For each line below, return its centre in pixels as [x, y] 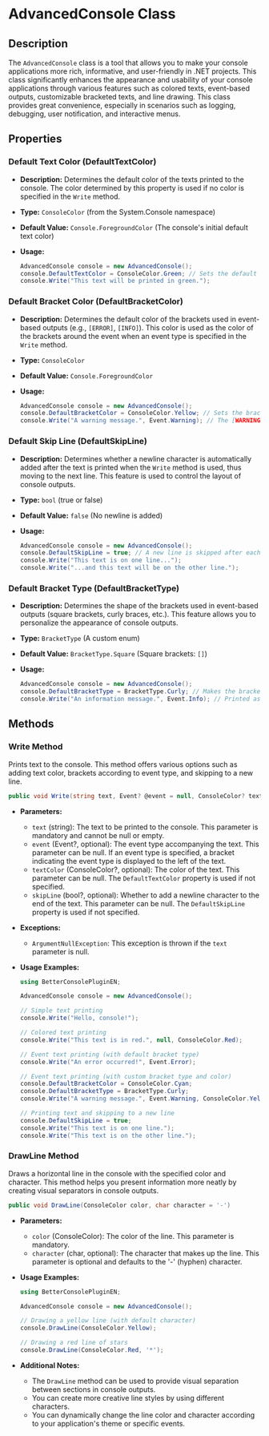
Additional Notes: [50, 1365]
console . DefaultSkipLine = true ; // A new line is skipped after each [140, 553]
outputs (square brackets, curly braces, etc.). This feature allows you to [138, 615]
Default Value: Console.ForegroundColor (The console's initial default [134, 227]
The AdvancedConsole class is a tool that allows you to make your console [128, 63]
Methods [31, 724]
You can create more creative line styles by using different [128, 1398]
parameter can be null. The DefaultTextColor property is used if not [144, 877]
